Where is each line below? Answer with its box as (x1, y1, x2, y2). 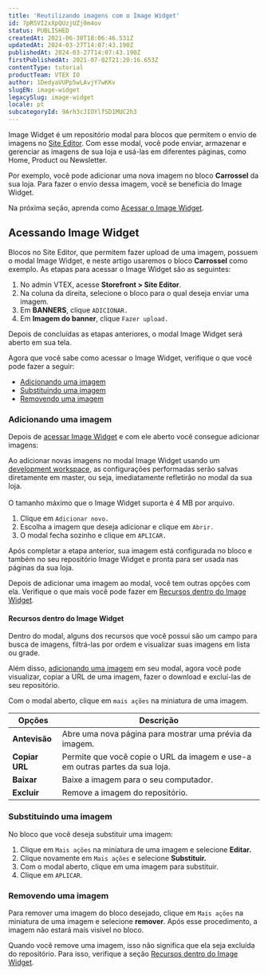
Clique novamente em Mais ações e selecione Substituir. (19, 853, 207, 863)
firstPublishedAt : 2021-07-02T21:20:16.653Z (8, 57, 159, 65)
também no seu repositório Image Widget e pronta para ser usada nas (8, 555, 239, 564)
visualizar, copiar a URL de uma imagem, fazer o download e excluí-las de (8, 672, 251, 682)
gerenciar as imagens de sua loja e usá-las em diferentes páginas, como (8, 147, 247, 156)
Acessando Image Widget (8, 226, 140, 240)
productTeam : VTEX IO (8, 71, 81, 79)
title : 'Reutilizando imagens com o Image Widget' (8, 11, 180, 20)
